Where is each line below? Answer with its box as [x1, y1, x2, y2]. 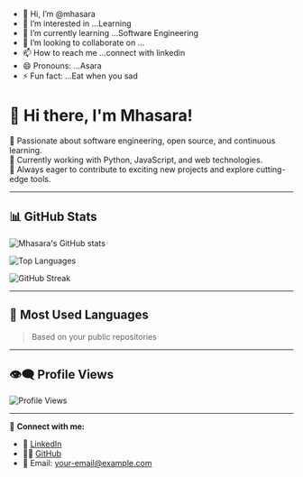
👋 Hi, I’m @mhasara [22, 9, 96, 19]
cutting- [255, 163, 286, 175]
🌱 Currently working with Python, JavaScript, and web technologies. [9, 154, 263, 165]
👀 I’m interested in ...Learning [22, 18, 132, 29]
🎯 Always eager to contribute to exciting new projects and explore [9, 163, 254, 175]
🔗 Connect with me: [9, 421, 86, 432]
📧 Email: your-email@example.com [22, 458, 152, 469]
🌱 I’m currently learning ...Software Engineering [22, 28, 199, 38]
